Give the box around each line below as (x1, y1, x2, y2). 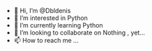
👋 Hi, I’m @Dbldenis (13, 7, 71, 14)
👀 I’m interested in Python (13, 14, 89, 22)
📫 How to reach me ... (13, 37, 79, 44)
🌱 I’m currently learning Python (13, 21, 103, 29)
